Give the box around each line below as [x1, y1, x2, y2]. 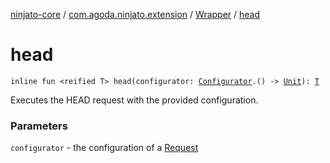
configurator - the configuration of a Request [10, 142, 199, 154]
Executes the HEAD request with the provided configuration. [10, 94, 259, 106]
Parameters [10, 119, 68, 133]
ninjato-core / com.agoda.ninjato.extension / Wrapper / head [10, 9, 261, 20]
